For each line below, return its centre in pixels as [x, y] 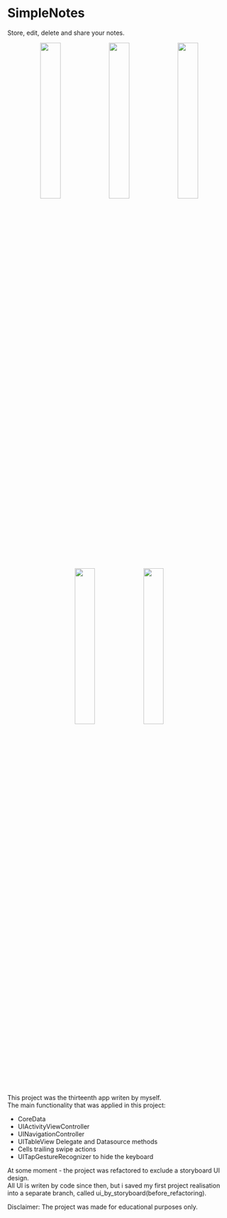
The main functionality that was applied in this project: [87, 1105]
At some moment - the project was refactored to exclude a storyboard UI [113, 1170]
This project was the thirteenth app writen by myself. [84, 1097]
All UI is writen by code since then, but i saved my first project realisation [114, 1185]
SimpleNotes [46, 13]
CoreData [32, 1119]
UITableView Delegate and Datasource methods [88, 1141]
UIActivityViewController [54, 1126]
